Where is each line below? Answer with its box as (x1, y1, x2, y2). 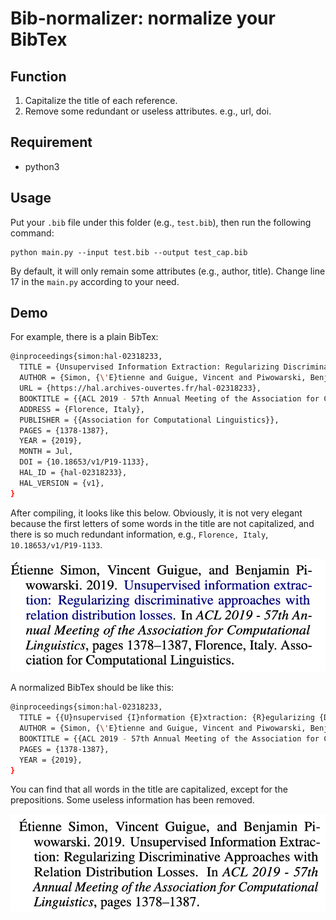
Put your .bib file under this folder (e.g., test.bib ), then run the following (10, 216, 312, 228)
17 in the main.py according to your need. (10, 275, 180, 287)
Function (10, 68, 67, 85)
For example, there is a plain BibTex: (10, 331, 159, 343)
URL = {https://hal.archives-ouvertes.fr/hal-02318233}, (19, 383, 262, 394)
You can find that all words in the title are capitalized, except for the (10, 783, 288, 796)
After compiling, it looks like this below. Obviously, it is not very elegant (10, 507, 303, 519)
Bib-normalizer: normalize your (10, 7, 276, 30)
